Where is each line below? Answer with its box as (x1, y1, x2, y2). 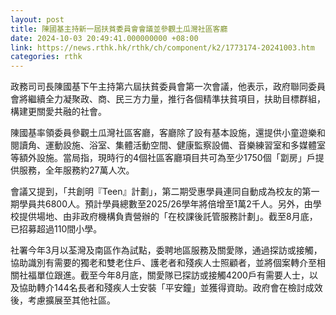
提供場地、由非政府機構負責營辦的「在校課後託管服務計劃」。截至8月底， (18, 211, 318, 223)
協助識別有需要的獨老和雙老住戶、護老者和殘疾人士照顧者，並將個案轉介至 (10, 257, 317, 269)
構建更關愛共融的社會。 (10, 106, 107, 118)
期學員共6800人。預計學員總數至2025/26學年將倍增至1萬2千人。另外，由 (10, 198, 313, 210)
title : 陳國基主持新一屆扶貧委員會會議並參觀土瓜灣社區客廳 (10, 24, 228, 34)
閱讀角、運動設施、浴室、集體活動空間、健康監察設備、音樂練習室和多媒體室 (10, 139, 326, 151)
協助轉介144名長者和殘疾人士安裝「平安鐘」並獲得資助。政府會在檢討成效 (18, 282, 323, 294)
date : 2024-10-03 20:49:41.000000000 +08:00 (10, 33, 199, 43)
